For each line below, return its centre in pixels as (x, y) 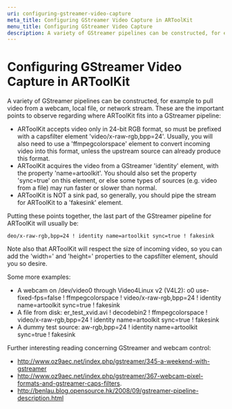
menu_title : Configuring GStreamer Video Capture (80, 26)
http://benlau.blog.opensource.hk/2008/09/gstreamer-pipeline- (108, 391)
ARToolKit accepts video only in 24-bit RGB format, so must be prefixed (119, 129)
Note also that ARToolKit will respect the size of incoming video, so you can (115, 249)
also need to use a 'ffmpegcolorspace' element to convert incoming (114, 144)
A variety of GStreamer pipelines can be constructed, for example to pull (110, 101)
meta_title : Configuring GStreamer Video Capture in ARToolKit (100, 20)
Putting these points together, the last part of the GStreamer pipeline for (109, 216)
